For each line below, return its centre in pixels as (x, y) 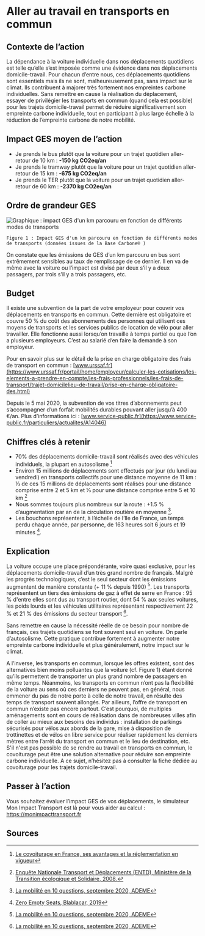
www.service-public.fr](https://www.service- (139, 416)
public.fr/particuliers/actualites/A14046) (56, 422)
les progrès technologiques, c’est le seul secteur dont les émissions (92, 579)
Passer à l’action (38, 787)
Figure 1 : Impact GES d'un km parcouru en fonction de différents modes (102, 238)
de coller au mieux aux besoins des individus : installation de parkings (94, 722)
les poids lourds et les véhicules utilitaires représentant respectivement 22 (100, 606)
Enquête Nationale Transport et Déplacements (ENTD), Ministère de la (103, 872)
